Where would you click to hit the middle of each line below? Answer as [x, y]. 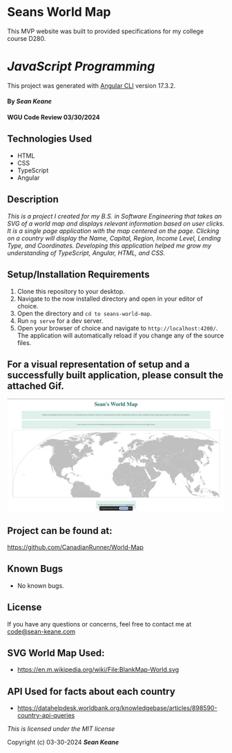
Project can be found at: [60, 531]
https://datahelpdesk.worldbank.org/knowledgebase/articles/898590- [117, 708]
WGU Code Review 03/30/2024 [54, 118]
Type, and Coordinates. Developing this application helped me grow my [109, 245]
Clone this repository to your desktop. [71, 291]
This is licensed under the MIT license [61, 729]
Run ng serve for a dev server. [60, 320]
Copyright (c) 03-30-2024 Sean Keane [63, 742]
